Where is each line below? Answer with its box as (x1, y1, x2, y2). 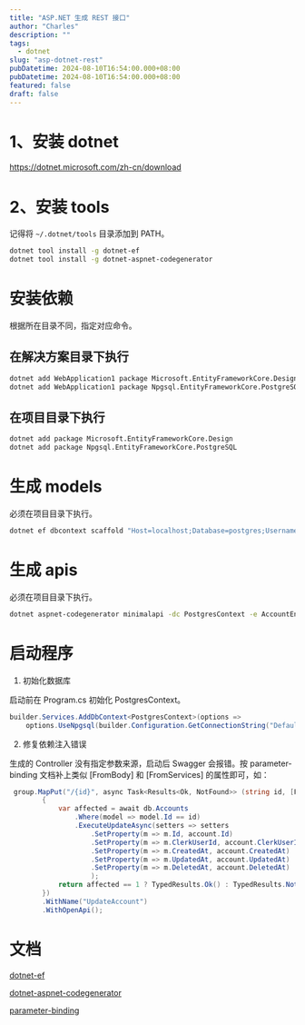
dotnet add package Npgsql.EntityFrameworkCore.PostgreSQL (9, 443, 238, 453)
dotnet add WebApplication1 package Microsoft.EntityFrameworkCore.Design (9, 373, 299, 383)
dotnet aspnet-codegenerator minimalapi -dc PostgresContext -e (9, 610, 258, 619)
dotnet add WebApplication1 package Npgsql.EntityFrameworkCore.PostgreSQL (9, 383, 302, 392)
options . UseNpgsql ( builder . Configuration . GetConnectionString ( (25, 721, 271, 730)
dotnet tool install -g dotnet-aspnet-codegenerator (9, 255, 213, 264)
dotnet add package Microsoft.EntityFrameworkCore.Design (9, 434, 233, 443)
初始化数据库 (22, 674, 71, 686)
